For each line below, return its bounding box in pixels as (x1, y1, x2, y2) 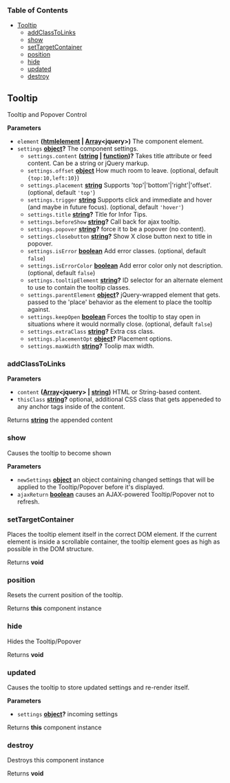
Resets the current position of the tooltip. (7, 591, 124, 599)
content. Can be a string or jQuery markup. (27, 159, 149, 167)
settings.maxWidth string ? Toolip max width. (27, 342, 155, 350)
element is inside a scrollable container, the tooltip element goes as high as (7, 537, 220, 546)
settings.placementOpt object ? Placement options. (27, 334, 173, 343)
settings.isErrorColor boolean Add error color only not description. (27, 261, 223, 270)
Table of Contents (7, 6, 69, 15)
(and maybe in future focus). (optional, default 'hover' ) (27, 203, 184, 211)
